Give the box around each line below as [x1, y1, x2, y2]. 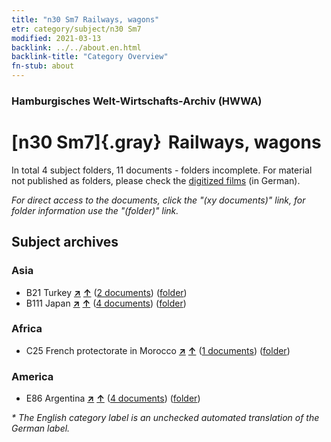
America [11, 369, 54, 383]
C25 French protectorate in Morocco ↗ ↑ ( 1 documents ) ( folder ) [25, 344, 291, 356]
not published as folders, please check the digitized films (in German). [11, 174, 301, 186]
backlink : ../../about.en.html [11, 42, 142, 53]
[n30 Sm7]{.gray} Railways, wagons [11, 131, 322, 154]
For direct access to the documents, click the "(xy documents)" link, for [11, 194, 306, 206]
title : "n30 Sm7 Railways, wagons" [11, 14, 160, 25]
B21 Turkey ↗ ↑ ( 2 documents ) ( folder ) [25, 286, 188, 298]
